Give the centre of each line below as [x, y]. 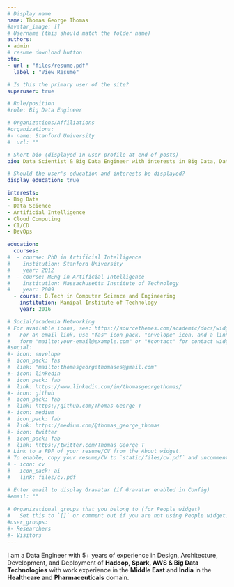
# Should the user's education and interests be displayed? [96, 174]
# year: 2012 [31, 270]
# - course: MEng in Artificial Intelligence [76, 277]
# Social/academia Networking [51, 321]
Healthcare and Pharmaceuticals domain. [68, 577]
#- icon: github [31, 393]
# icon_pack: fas [34, 361]
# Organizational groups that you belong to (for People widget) [104, 510]
